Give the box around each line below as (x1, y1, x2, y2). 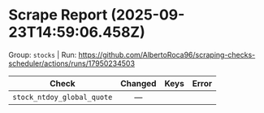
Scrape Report (8, 6, 108, 24)
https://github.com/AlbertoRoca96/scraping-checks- (78, 50, 256, 59)
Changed (120, 77, 157, 89)
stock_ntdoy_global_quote (12, 92, 113, 102)
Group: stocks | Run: (8, 50, 77, 59)
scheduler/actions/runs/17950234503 (8, 59, 136, 68)
